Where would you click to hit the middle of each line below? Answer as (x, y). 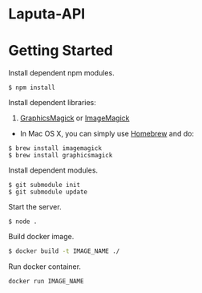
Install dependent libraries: (52, 103)
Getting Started (61, 51)
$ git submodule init (44, 185)
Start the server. (35, 207)
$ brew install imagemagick (55, 149)
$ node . (23, 222)
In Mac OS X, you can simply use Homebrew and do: (107, 134)
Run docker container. (45, 267)
